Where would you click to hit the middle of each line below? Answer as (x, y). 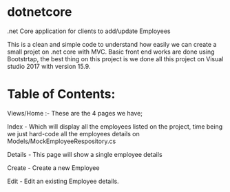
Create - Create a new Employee (53, 168)
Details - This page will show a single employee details (85, 154)
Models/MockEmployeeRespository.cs (62, 141)
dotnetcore (40, 12)
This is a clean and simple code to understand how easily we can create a (112, 44)
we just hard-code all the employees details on (73, 134)
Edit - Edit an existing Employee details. (63, 181)
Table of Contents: (61, 94)
